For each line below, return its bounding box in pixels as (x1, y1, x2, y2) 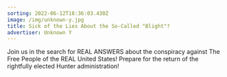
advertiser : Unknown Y (7, 29, 72, 36)
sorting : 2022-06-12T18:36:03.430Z (7, 10, 109, 17)
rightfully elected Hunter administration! (7, 62, 120, 70)
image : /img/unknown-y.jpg (7, 16, 84, 23)
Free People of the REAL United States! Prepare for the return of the (7, 55, 199, 63)
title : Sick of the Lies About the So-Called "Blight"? (7, 22, 170, 29)
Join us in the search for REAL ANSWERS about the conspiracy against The (7, 48, 221, 56)
